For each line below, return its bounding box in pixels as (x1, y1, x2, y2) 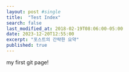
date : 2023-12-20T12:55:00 (6, 31, 74, 37)
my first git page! (6, 58, 49, 66)
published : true (6, 43, 47, 49)
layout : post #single (6, 8, 61, 15)
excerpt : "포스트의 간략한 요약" (6, 37, 79, 43)
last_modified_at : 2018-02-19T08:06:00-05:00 (6, 25, 123, 32)
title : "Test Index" (6, 14, 61, 20)
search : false (6, 20, 42, 26)
